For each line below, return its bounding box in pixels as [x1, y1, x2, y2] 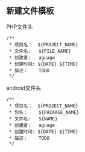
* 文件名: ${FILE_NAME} [8, 48, 71, 54]
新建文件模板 [6, 5, 54, 16]
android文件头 [6, 84, 42, 91]
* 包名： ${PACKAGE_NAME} [8, 109, 80, 116]
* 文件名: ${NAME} [8, 116, 58, 122]
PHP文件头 [6, 23, 33, 30]
